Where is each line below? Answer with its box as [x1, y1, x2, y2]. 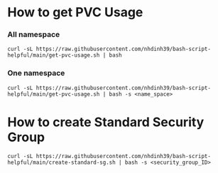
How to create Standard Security [7, 114, 205, 130]
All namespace [7, 30, 60, 40]
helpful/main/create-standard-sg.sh [7, 159, 116, 166]
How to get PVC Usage [7, 4, 143, 21]
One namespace [7, 68, 65, 78]
